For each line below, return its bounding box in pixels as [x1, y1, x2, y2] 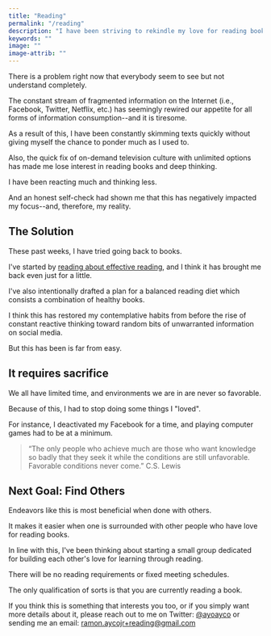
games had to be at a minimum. [8, 428, 113, 437]
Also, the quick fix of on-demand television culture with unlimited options [8, 153, 252, 162]
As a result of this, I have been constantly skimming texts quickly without [8, 128, 251, 138]
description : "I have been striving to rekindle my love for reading [8, 27, 248, 35]
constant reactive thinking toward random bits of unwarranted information [8, 318, 254, 328]
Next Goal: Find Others [8, 484, 126, 498]
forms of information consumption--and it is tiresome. [8, 113, 188, 122]
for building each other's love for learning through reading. [8, 554, 203, 564]
